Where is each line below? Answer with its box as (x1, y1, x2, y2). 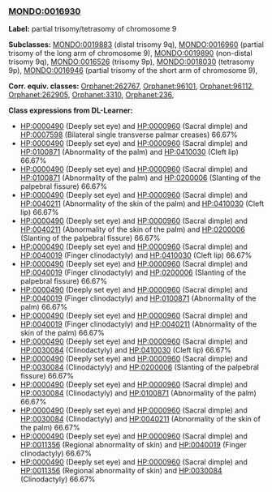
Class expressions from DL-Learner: (8, 105, 133, 115)
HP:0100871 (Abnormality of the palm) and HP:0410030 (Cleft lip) (19, 148, 240, 157)
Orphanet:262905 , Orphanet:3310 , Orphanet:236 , (8, 90, 175, 100)
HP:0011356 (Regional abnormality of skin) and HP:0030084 (19, 466, 222, 476)
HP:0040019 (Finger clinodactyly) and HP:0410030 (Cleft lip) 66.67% (19, 250, 253, 260)
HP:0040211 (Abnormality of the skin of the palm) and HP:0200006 (19, 225, 245, 234)
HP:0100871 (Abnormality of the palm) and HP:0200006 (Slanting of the (19, 173, 261, 183)
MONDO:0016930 (8, 6, 81, 17)
